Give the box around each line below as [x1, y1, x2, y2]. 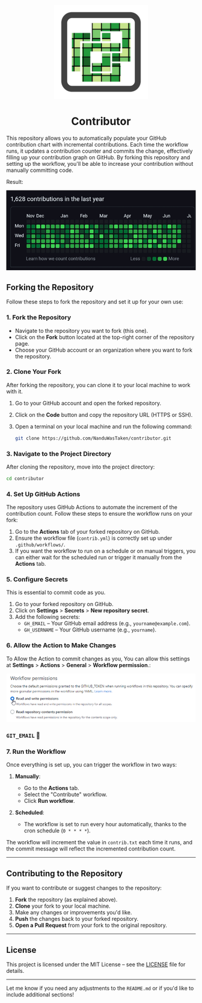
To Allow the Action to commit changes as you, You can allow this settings [6, 655, 191, 662]
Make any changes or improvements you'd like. [14, 909, 132, 916]
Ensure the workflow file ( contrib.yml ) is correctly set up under [14, 534, 173, 542]
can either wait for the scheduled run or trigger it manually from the [14, 554, 182, 561]
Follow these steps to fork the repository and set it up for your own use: [6, 298, 183, 306]
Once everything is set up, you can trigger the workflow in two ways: [6, 761, 177, 768]
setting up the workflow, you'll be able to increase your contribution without [6, 160, 194, 167]
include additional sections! [6, 991, 74, 998]
